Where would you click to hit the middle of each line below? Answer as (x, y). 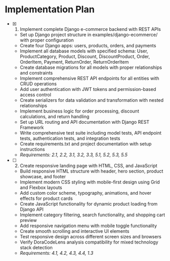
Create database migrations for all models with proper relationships (91, 67)
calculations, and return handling (55, 116)
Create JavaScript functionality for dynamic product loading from (89, 203)
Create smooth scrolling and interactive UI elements (75, 231)
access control (36, 95)
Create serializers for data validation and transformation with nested (92, 100)
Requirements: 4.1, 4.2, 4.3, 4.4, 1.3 (57, 253)
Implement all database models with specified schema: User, (84, 51)
